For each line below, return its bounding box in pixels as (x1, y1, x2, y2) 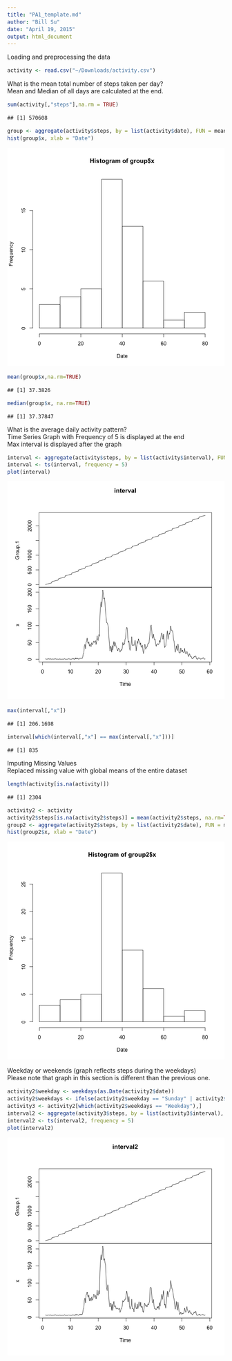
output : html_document (7, 33, 72, 40)
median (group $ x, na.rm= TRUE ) (7, 400, 91, 407)
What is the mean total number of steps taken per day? (7, 80, 164, 88)
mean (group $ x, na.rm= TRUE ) (7, 373, 81, 380)
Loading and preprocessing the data (7, 53, 110, 62)
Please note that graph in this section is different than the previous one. (7, 1074, 211, 1082)
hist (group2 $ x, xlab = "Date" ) (7, 828, 97, 836)
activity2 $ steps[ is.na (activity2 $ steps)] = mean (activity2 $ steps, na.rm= (7, 814, 224, 821)
